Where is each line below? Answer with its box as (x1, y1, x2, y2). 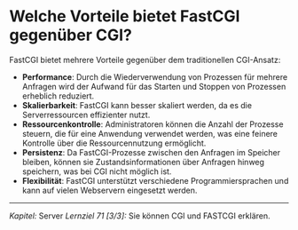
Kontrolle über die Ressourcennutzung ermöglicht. (21, 138, 207, 148)
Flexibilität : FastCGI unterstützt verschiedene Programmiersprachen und (21, 175, 289, 186)
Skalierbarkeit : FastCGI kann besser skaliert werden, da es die (21, 99, 253, 110)
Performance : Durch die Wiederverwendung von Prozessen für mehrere (21, 71, 288, 82)
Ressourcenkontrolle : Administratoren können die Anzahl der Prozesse (21, 118, 284, 130)
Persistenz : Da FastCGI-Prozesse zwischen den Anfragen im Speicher (21, 147, 281, 157)
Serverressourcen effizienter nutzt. (21, 109, 151, 120)
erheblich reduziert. (21, 91, 95, 101)
